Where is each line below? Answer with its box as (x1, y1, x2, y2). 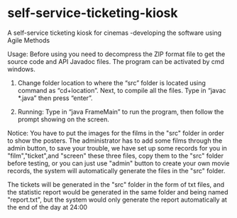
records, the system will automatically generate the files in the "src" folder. (7, 166, 226, 175)
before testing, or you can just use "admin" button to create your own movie (7, 158, 230, 168)
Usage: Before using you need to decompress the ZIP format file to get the (7, 50, 226, 58)
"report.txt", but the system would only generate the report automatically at (7, 195, 227, 204)
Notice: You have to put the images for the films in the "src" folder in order (7, 129, 225, 137)
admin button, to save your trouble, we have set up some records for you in (7, 143, 227, 152)
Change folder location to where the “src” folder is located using (17, 78, 206, 87)
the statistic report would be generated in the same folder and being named (7, 187, 228, 196)
